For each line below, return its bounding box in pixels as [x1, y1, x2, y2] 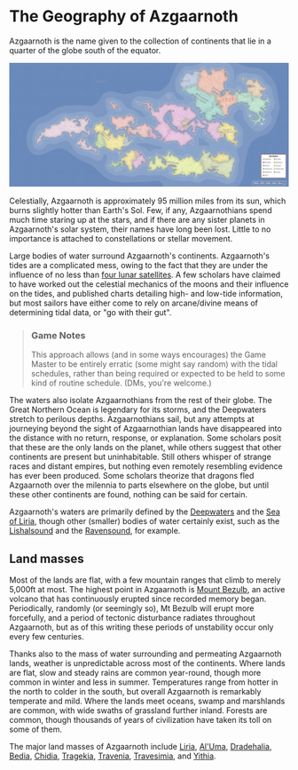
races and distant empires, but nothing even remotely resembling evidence [9, 461, 284, 472]
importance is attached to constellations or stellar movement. [9, 233, 233, 243]
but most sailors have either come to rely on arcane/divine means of [9, 298, 259, 308]
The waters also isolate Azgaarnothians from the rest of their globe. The [9, 395, 272, 406]
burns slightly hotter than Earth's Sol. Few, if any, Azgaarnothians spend [9, 204, 272, 215]
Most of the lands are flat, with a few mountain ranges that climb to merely [9, 575, 281, 585]
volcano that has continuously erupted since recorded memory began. [9, 593, 267, 604]
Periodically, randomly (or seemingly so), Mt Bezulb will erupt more [9, 603, 255, 614]
